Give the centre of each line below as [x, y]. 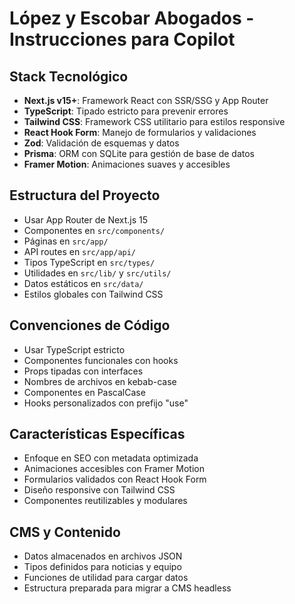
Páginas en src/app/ [66, 241]
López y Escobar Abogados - [132, 18]
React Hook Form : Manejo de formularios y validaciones [140, 132]
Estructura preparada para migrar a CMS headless [127, 588]
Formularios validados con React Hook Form [115, 479]
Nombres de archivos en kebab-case [100, 381]
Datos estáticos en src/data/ [83, 283]
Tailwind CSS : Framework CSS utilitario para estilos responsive [154, 121]
